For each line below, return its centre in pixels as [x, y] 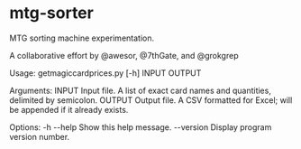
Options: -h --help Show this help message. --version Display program [141, 127]
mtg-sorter [52, 13]
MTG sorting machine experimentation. [82, 38]
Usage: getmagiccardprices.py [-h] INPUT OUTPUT [105, 73]
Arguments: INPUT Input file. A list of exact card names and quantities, [141, 90]
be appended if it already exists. [69, 109]
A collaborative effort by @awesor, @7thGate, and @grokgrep [124, 55]
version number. [40, 136]
